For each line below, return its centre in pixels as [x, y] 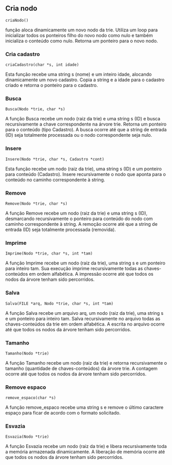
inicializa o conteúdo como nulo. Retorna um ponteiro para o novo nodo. [82, 41]
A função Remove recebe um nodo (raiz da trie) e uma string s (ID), [77, 213]
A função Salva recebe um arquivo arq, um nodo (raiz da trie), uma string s [84, 313]
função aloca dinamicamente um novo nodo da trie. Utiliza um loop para [82, 30]
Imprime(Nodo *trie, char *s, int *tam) [49, 254]
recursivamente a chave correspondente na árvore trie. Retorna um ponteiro [86, 124]
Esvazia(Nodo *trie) [27, 437]
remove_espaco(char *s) [31, 398]
